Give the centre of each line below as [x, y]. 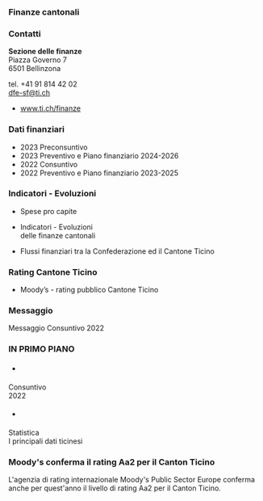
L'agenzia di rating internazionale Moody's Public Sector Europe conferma [132, 480]
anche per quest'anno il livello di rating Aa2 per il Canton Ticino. [115, 488]
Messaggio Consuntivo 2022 [56, 328]
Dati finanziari [37, 129]
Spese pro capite [48, 211]
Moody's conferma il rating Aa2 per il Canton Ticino [112, 461]
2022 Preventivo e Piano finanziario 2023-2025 [99, 173]
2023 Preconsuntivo [54, 147]
